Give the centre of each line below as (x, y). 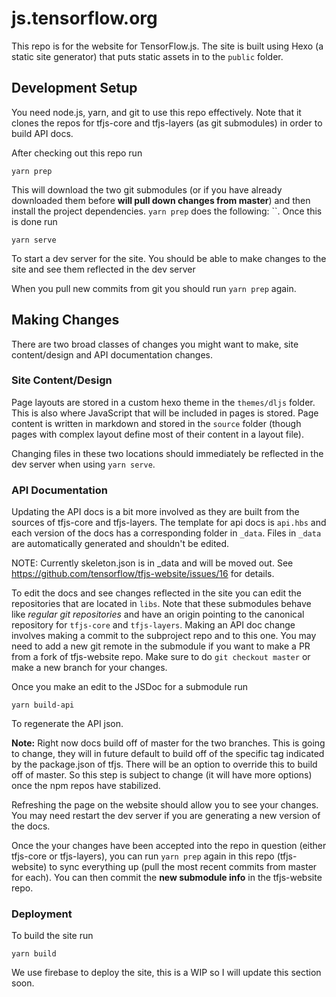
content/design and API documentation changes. (112, 354)
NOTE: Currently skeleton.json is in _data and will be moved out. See (152, 563)
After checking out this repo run (77, 153)
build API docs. (42, 133)
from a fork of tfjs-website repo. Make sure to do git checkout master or (161, 657)
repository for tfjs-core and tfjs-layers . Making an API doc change (153, 625)
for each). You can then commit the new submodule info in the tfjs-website (167, 878)
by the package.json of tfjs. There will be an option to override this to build (164, 764)
